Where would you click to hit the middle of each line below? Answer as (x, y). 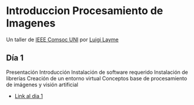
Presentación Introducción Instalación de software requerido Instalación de (97, 72)
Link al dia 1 (29, 96)
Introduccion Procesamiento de (85, 11)
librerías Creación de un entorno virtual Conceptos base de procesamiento (97, 78)
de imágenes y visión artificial (42, 84)
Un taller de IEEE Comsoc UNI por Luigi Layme (62, 39)
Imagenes (31, 23)
